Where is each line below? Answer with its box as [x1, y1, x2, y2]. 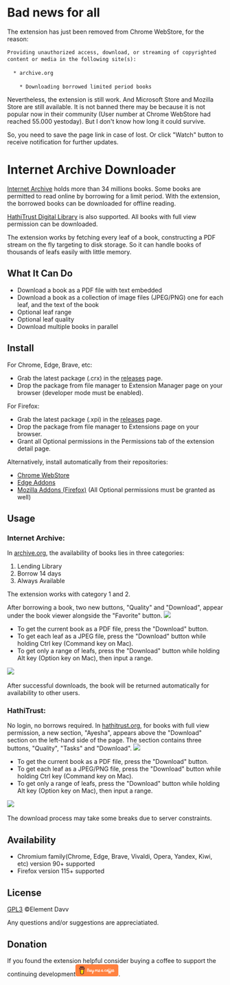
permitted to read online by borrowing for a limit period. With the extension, [7, 192, 220, 200]
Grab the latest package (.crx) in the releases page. [16, 374, 163, 382]
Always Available [16, 577, 65, 585]
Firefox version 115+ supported [16, 867, 105, 875]
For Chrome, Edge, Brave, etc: [7, 361, 93, 369]
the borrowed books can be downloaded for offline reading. [7, 199, 176, 207]
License [7, 887, 42, 898]
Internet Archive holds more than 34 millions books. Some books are [7, 184, 201, 193]
